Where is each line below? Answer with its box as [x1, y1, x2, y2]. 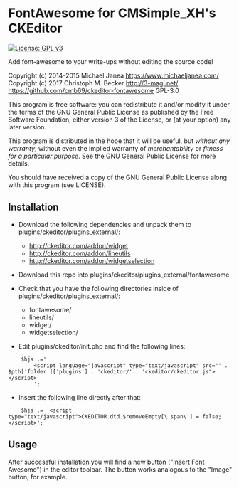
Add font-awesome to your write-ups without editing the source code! [8, 57, 214, 65]
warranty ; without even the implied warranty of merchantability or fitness [8, 144, 223, 152]
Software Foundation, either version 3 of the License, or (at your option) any [8, 115, 231, 124]
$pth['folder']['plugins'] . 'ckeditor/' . [8, 368, 139, 375]
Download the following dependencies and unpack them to [18, 220, 191, 228]
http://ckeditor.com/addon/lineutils [28, 249, 131, 258]
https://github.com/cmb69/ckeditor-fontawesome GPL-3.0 [8, 86, 180, 95]
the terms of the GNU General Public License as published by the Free [8, 107, 214, 116]
